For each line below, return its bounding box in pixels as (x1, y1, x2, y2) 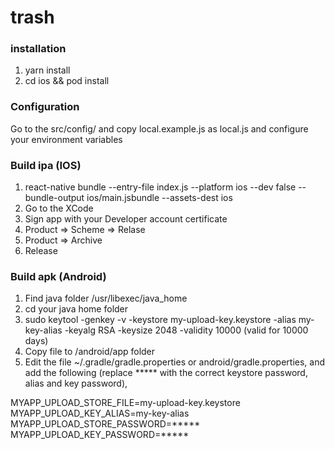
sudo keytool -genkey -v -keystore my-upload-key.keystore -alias (24, 314, 297, 326)
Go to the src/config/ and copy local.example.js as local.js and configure (10, 122, 309, 135)
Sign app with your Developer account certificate (24, 213, 228, 225)
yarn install (24, 64, 71, 76)
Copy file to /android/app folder (24, 346, 156, 358)
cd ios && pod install (24, 75, 110, 87)
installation (10, 42, 67, 56)
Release (24, 245, 58, 257)
